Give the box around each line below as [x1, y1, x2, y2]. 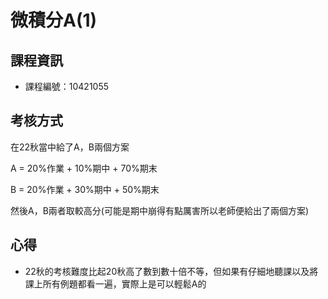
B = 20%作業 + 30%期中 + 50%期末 [10, 183, 160, 195]
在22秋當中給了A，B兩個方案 [10, 141, 130, 153]
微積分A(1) [10, 9, 98, 32]
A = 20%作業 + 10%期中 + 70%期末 [10, 162, 158, 174]
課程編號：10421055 [24, 81, 110, 92]
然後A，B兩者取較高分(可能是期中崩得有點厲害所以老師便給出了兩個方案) [10, 204, 310, 216]
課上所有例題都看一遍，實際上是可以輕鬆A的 [24, 277, 207, 290]
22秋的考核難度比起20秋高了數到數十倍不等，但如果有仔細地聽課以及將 [24, 265, 319, 277]
